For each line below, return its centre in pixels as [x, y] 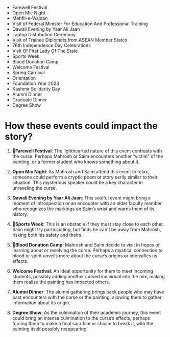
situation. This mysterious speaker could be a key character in [78, 182]
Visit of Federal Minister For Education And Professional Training [80, 24]
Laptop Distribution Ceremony [44, 35]
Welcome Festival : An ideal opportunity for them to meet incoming [83, 271]
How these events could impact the [81, 126]
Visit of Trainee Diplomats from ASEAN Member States [70, 40]
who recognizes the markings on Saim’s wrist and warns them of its [83, 209]
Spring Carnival [29, 73]
